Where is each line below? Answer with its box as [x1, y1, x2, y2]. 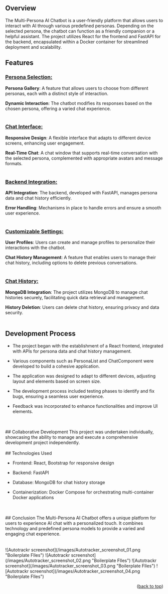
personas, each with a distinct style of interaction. [5, 90, 109, 96]
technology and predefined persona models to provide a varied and [5, 525, 145, 531]
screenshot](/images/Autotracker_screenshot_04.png [30, 568, 140, 574]
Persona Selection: [5, 74, 53, 81]
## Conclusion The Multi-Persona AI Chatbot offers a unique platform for [5, 515, 156, 521]
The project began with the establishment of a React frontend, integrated [12, 342, 163, 348]
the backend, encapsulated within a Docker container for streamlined [5, 39, 148, 45]
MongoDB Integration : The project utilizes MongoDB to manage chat [5, 289, 148, 295]
